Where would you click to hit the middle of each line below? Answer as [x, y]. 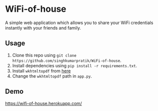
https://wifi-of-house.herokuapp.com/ [44, 103]
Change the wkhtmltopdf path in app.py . [52, 76]
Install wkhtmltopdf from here [41, 71]
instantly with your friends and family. [43, 28]
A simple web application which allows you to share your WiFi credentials [79, 23]
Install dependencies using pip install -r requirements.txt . [75, 65]
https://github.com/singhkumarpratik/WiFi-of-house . [67, 60]
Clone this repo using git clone [44, 55]
